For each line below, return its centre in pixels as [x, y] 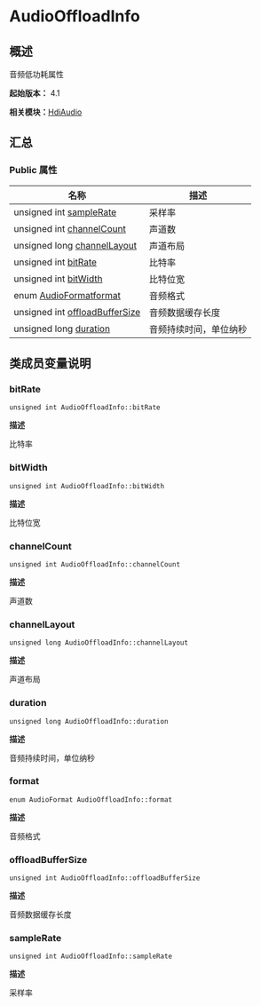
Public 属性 [33, 170]
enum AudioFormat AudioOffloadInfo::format [91, 800]
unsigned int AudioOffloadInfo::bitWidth [87, 486]
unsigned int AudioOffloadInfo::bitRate [85, 408]
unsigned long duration [62, 329]
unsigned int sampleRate [65, 212]
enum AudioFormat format [67, 295]
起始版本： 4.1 [35, 93]
